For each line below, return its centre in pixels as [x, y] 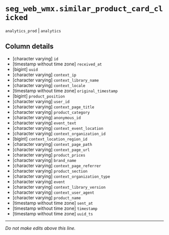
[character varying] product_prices [49, 154]
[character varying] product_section [50, 171]
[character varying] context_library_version [59, 187]
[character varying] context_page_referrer [57, 166]
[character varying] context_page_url [51, 149]
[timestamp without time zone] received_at [57, 64]
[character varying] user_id [41, 101]
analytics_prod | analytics [33, 30]
